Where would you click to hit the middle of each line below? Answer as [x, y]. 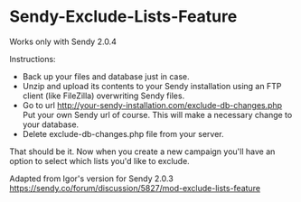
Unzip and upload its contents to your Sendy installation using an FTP [152, 86]
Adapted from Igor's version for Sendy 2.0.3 [91, 179]
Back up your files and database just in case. [106, 76]
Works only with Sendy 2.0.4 [63, 41]
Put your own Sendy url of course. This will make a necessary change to [157, 115]
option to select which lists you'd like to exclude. [99, 161]
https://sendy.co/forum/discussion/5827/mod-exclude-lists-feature [135, 188]
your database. [51, 124]
